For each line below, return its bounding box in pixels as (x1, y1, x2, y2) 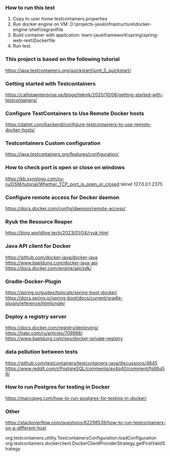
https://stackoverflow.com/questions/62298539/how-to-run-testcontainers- (5, 420, 166, 426)
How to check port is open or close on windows (5, 164, 125, 171)
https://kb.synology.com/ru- (5, 175, 65, 181)
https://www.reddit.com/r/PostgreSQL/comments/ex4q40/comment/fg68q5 (5, 365, 165, 372)
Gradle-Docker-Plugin (5, 278, 61, 285)
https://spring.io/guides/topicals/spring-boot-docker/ (5, 289, 117, 295)
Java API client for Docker (5, 242, 71, 249)
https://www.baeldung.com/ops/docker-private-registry (5, 335, 124, 341)
